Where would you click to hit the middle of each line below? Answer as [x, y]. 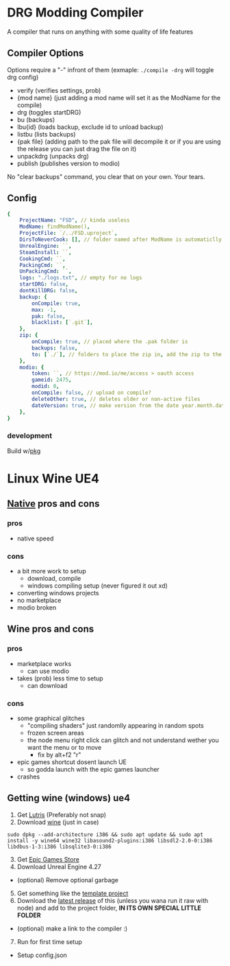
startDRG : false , [44, 284]
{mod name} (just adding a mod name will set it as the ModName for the [119, 97]
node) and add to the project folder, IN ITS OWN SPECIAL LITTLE [109, 908]
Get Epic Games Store [48, 859]
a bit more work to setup [52, 571]
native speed [35, 538]
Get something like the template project [73, 893]
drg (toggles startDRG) [49, 112]
